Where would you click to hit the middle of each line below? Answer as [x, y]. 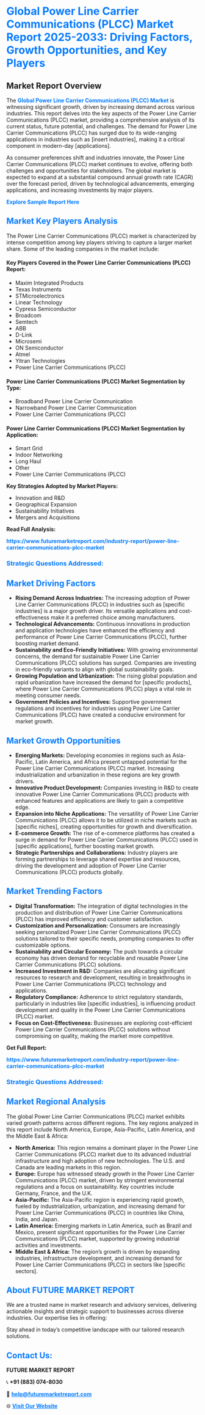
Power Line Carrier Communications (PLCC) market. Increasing [95, 768]
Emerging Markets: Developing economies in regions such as [93, 755]
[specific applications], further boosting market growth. [85, 846]
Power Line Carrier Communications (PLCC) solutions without [93, 1029]
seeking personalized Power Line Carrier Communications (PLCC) [98, 932]
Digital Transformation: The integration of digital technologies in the [101, 906]
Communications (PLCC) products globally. [69, 872]
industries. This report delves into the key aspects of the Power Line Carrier [102, 113]
